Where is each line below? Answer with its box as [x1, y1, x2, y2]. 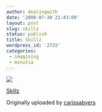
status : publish [6, 31, 47, 37]
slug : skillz [6, 25, 39, 32]
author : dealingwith [6, 8, 59, 15]
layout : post [6, 20, 39, 26]
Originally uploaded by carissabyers [6, 99, 96, 106]
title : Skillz [6, 37, 42, 43]
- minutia [8, 59, 34, 65]
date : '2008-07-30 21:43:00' [6, 14, 80, 20]
